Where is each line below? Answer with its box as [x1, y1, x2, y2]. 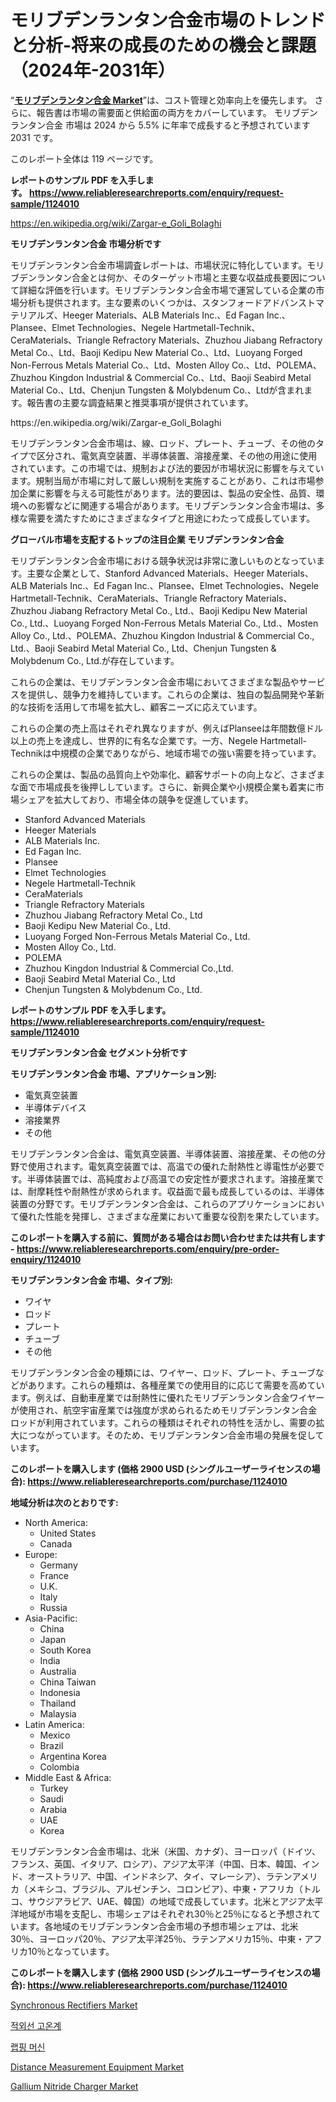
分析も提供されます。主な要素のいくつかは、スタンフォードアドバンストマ [18, 296, 325, 308]
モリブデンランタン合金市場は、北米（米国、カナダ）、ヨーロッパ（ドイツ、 [10, 1845, 321, 1857]
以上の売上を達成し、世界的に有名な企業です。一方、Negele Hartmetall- [10, 734, 308, 746]
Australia [39, 1665, 77, 1677]
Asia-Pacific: [24, 1612, 78, 1624]
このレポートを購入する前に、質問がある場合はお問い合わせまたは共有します [10, 1231, 326, 1243]
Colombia [39, 1761, 80, 1773]
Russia [39, 1601, 68, 1613]
